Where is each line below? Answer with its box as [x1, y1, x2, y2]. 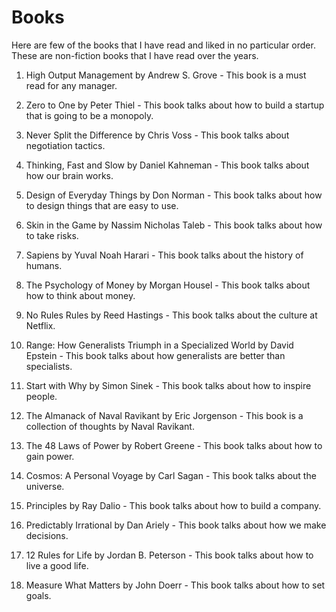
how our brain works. [25, 169, 114, 181]
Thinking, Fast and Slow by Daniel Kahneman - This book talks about [25, 159, 310, 171]
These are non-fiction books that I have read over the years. [11, 49, 259, 61]
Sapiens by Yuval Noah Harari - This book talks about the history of [25, 249, 304, 261]
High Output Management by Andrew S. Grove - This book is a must [25, 69, 307, 81]
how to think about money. [25, 289, 136, 301]
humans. [25, 259, 63, 271]
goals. [25, 589, 52, 601]
